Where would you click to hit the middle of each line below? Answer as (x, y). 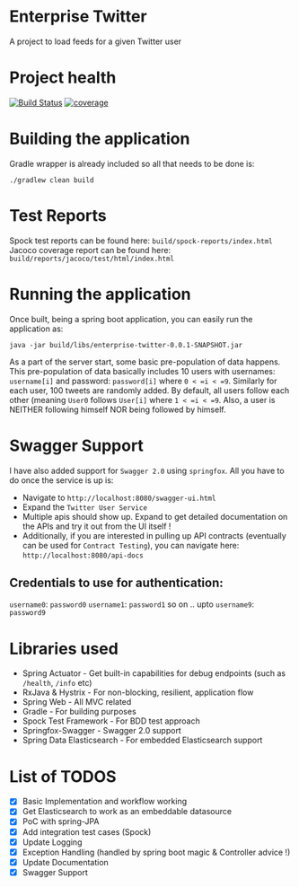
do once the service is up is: (62, 480)
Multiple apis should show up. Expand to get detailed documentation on (155, 516)
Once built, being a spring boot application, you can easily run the (131, 319)
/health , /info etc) (57, 683)
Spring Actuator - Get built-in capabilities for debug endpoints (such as (154, 673)
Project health (63, 78)
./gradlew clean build (52, 180)
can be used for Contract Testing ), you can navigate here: (131, 545)
